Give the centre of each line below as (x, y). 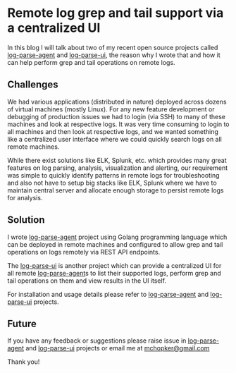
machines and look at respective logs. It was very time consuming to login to (118, 124)
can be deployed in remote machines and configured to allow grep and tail (115, 244)
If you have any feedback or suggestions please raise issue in (97, 341)
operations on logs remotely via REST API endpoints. (84, 252)
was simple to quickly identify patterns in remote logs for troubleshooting (113, 175)
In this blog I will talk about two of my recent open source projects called (113, 47)
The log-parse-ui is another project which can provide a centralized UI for (114, 265)
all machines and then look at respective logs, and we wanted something (113, 131)
